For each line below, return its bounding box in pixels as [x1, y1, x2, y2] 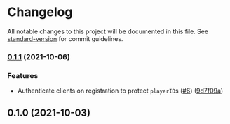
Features [7, 70, 39, 80]
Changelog [7, 4, 73, 20]
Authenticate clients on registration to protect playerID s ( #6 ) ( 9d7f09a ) [17, 86, 224, 95]
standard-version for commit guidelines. [7, 34, 123, 42]
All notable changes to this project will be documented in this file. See [7, 27, 209, 36]
